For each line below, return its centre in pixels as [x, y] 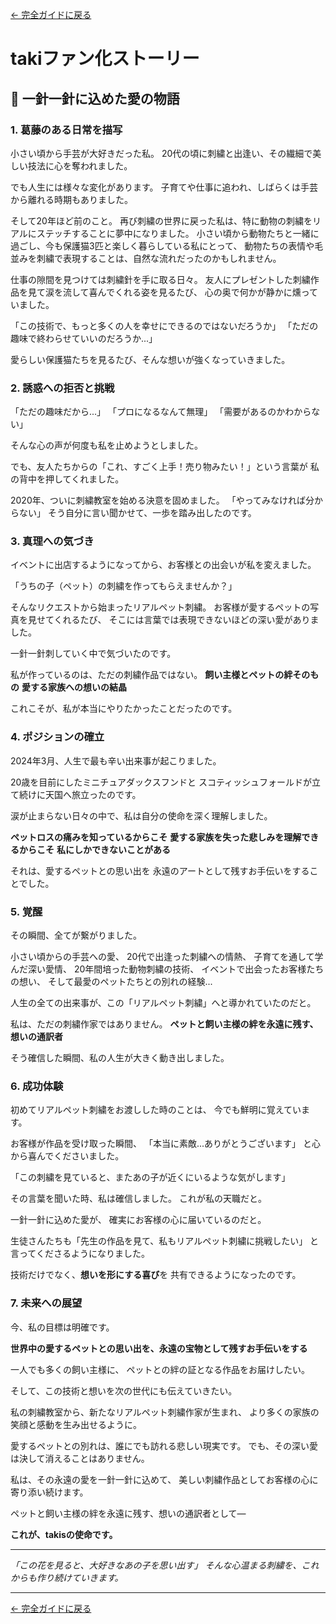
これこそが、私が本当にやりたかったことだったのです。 [124, 709]
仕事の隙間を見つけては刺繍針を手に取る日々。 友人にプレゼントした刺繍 [160, 279]
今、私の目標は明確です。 [62, 1327]
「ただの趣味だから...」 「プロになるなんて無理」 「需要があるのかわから [161, 412]
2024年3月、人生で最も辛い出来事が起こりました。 [116, 760]
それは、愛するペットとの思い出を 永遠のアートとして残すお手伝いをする [160, 870]
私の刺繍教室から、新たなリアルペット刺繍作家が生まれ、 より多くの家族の [165, 1412]
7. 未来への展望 [46, 1303]
